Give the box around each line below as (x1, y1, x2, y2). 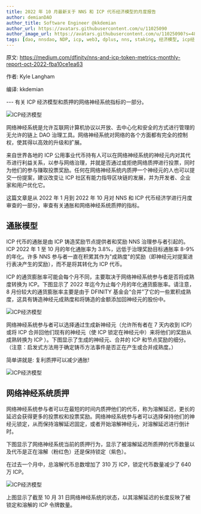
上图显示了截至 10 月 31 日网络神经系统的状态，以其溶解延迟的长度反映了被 (6, 494, 191, 501)
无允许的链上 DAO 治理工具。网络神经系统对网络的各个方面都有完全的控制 (6, 131, 188, 138)
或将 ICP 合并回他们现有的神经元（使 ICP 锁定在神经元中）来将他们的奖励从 (6, 328, 192, 335)
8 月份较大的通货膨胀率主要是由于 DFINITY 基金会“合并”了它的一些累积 (6, 288, 181, 295)
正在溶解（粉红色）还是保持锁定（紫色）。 (26, 448, 130, 455)
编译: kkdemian (6, 86, 44, 93)
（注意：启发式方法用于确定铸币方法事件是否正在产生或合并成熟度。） (6, 343, 176, 350)
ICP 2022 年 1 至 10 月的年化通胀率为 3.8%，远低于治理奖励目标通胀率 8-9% (6, 245, 195, 252)
